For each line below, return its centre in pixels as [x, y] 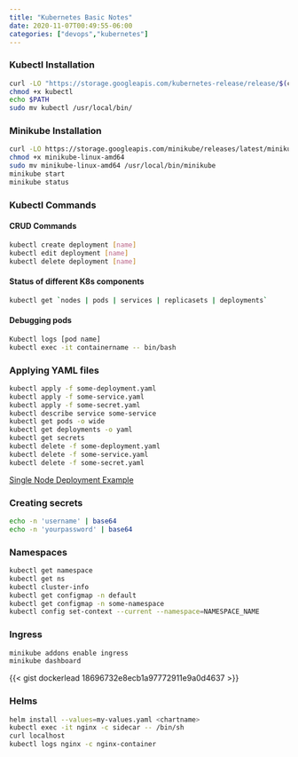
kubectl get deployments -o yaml [71, 430]
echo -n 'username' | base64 [63, 521]
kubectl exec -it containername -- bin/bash [93, 347]
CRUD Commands [43, 226]
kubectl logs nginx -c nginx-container [83, 745]
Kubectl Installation [52, 65]
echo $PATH [29, 100]
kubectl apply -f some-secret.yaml [75, 405]
